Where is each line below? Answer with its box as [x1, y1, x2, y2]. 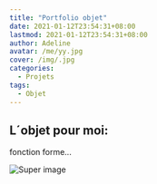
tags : [9, 81, 30, 90]
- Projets [17, 73, 54, 82]
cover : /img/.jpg [9, 55, 75, 64]
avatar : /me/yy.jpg [9, 47, 83, 56]
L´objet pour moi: [9, 122, 109, 138]
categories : [9, 64, 54, 73]
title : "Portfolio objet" [9, 13, 107, 23]
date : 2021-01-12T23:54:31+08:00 [9, 22, 136, 31]
